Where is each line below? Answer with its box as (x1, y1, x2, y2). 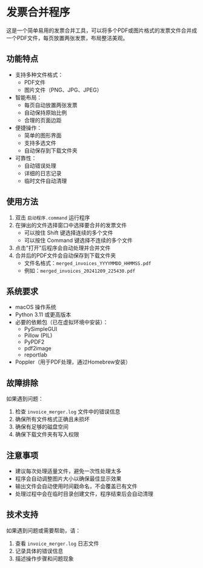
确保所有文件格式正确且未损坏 (15, 416, 90, 423)
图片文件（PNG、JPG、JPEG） (24, 86, 102, 93)
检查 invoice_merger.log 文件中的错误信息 (15, 408, 121, 415)
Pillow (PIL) (24, 332, 53, 339)
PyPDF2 (24, 338, 45, 346)
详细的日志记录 (24, 169, 62, 176)
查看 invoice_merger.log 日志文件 (15, 540, 99, 547)
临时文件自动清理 (24, 177, 67, 184)
